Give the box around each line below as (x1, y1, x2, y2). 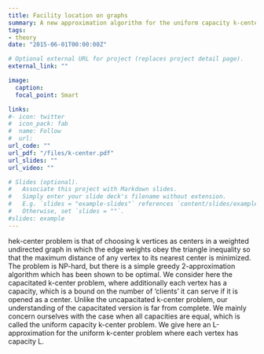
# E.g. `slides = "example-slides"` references (8, 200, 174, 208)
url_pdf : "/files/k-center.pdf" (8, 149, 114, 157)
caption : (15, 83, 44, 91)
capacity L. (8, 336, 45, 346)
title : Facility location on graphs (8, 11, 128, 20)
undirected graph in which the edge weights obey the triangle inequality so (8, 245, 251, 254)
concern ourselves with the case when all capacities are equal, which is (8, 312, 241, 321)
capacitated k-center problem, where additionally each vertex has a (8, 278, 228, 287)
